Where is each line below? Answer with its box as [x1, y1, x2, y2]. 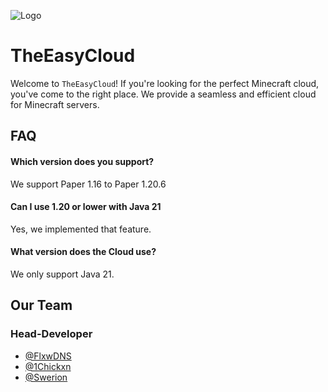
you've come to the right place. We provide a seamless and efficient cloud [10, 88, 317, 100]
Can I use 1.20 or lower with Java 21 [10, 201, 162, 213]
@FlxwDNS [24, 350, 72, 362]
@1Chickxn [24, 360, 72, 372]
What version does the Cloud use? [10, 246, 157, 258]
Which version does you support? [10, 155, 155, 167]
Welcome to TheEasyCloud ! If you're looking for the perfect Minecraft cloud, [10, 77, 320, 89]
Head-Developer [10, 327, 93, 341]
